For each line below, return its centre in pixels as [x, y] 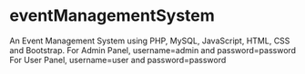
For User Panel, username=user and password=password [118, 60]
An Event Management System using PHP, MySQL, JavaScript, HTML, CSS [150, 41]
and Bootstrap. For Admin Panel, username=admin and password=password [153, 50]
